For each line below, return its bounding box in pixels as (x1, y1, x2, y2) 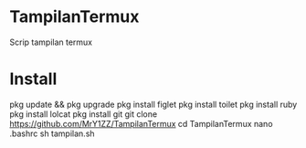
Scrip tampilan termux (9, 37, 93, 48)
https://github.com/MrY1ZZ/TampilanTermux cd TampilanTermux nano (9, 118, 273, 129)
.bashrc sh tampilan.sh (9, 128, 95, 139)
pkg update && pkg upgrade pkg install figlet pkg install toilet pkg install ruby (9, 99, 298, 110)
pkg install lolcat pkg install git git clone (9, 108, 158, 120)
